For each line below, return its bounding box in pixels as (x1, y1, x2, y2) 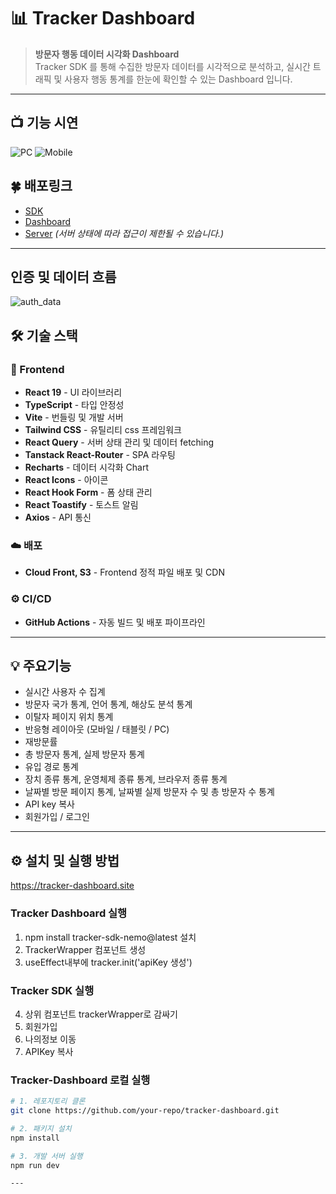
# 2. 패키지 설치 (10, 1123, 72, 1134)
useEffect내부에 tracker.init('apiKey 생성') (24, 956, 193, 968)
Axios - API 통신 (24, 511, 92, 524)
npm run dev (10, 1160, 60, 1170)
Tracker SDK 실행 (10, 983, 95, 997)
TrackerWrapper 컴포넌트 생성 (24, 943, 147, 955)
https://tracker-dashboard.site (10, 880, 135, 892)
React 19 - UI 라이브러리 (24, 386, 123, 399)
